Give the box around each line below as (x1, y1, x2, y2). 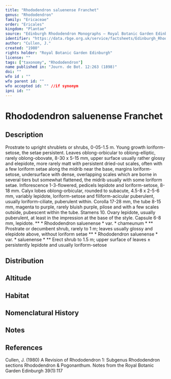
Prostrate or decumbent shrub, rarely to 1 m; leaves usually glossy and (5, 225, 153, 231)
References (5, 343, 43, 352)
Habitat (5, 291, 30, 300)
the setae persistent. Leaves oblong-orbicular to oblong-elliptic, (21, 149, 156, 156)
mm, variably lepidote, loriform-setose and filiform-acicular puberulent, (5, 193, 155, 199)
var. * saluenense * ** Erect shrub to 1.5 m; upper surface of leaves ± (5, 236, 151, 243)
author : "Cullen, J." (5, 41, 51, 46)
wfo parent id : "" (5, 79, 44, 84)
